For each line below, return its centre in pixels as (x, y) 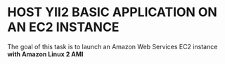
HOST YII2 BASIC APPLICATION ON (112, 12)
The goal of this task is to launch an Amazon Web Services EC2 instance (112, 46)
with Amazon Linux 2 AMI (45, 54)
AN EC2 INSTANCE (63, 27)
